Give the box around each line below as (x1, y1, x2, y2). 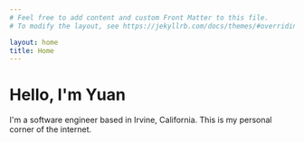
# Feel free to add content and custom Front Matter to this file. (9, 13, 270, 22)
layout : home (9, 38, 59, 47)
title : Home (9, 46, 54, 55)
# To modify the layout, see (9, 22, 119, 31)
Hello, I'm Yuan (9, 84, 127, 105)
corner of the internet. (9, 124, 92, 135)
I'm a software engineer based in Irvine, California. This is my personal (9, 114, 272, 126)
